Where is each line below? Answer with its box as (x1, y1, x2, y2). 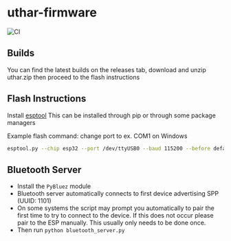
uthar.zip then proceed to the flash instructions (7, 73, 140, 81)
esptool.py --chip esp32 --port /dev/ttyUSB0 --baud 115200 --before (7, 145, 211, 152)
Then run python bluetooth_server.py (16, 226, 125, 234)
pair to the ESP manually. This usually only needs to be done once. (16, 218, 206, 227)
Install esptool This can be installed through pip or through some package (7, 111, 217, 119)
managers (7, 118, 36, 126)
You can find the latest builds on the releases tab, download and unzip (7, 65, 206, 73)
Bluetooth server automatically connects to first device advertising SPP (16, 190, 219, 198)
